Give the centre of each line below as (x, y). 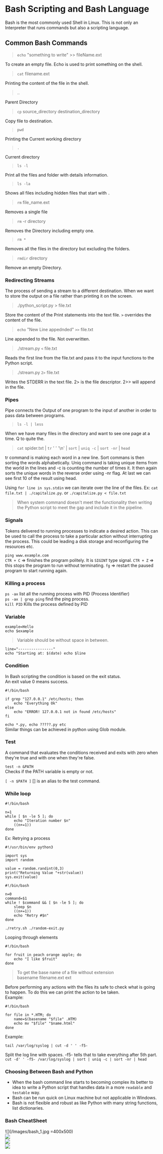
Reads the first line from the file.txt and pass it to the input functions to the (80, 358)
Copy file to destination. (29, 121)
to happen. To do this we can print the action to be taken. (63, 992)
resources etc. (19, 546)
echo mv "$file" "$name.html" (45, 1024)
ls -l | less (30, 425)
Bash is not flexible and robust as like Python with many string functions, (85, 1103)
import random (19, 860)
